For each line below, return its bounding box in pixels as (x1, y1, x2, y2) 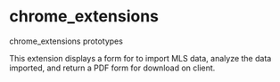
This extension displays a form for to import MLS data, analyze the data (9, 53, 272, 63)
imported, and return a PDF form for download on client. (9, 62, 216, 73)
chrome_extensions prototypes (9, 36, 123, 46)
